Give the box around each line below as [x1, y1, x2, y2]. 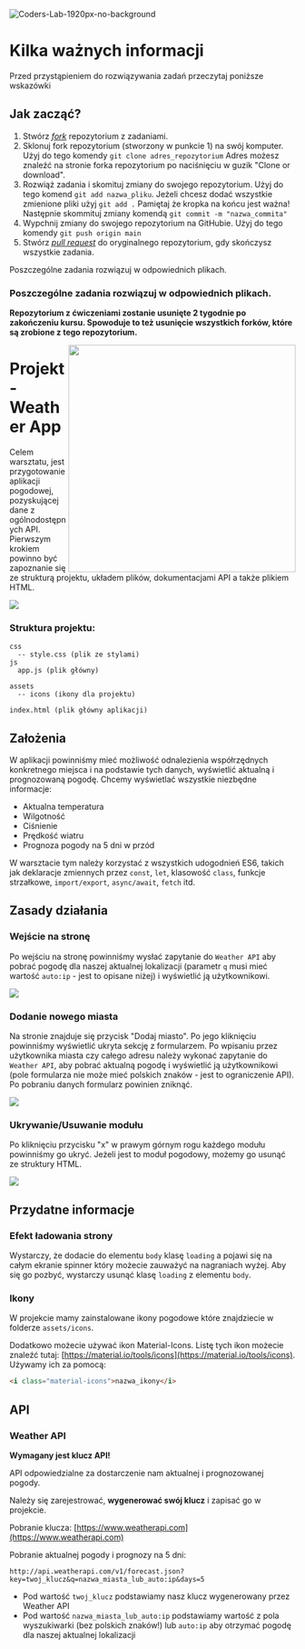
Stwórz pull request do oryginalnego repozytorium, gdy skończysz [22, 236, 272, 247]
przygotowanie [9, 465, 65, 476]
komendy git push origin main [22, 227, 142, 238]
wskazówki [9, 80, 52, 91]
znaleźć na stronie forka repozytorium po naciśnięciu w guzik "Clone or [22, 159, 290, 170]
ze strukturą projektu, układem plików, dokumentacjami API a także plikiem [9, 572, 289, 583]
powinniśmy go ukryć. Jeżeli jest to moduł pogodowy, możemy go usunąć [9, 1149, 286, 1160]
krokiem [9, 543, 40, 554]
